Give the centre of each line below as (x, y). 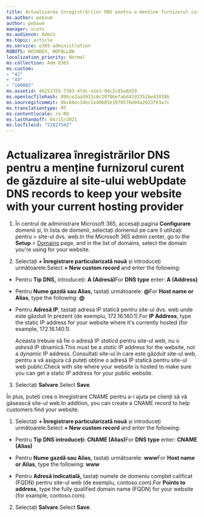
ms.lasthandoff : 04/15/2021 (42, 119)
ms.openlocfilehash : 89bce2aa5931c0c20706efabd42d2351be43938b (88, 97)
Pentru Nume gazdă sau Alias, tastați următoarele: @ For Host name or (104, 291)
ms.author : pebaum (29, 18)
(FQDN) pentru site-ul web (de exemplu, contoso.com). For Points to (100, 483)
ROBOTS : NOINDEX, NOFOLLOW (40, 52)
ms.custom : (20, 68)
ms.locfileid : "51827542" (39, 125)
